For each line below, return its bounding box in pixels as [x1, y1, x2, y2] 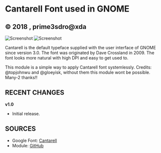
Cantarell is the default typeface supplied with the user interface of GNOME [5, 45, 156, 50]
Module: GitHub [12, 142, 44, 148]
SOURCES [5, 125, 36, 133]
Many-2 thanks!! [5, 75, 38, 80]
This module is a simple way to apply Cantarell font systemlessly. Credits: [5, 64, 152, 70]
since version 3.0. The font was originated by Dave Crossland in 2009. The [5, 50, 155, 56]
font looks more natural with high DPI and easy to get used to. [5, 55, 129, 61]
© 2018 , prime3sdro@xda [5, 23, 86, 31]
